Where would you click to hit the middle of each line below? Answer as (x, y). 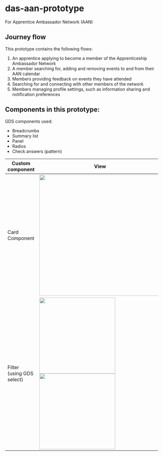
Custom (21, 163)
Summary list (25, 136)
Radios (19, 146)
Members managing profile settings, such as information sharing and (81, 89)
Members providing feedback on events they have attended (72, 79)
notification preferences (36, 94)
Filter (13, 367)
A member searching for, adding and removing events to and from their (83, 68)
